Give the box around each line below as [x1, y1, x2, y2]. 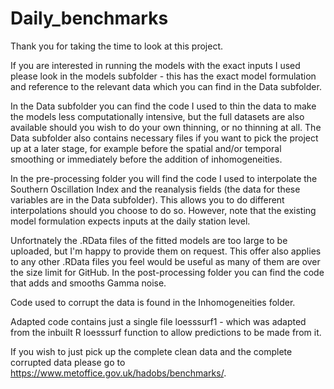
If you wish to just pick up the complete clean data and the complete [10, 345, 293, 357]
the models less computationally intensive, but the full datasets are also [10, 110, 305, 122]
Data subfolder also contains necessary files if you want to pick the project [10, 132, 319, 144]
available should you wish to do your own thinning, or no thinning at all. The [10, 121, 322, 133]
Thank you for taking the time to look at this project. [10, 40, 224, 52]
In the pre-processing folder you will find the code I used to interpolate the [10, 172, 318, 184]
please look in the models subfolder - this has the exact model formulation [10, 70, 317, 82]
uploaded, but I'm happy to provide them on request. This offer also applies [10, 245, 322, 257]
